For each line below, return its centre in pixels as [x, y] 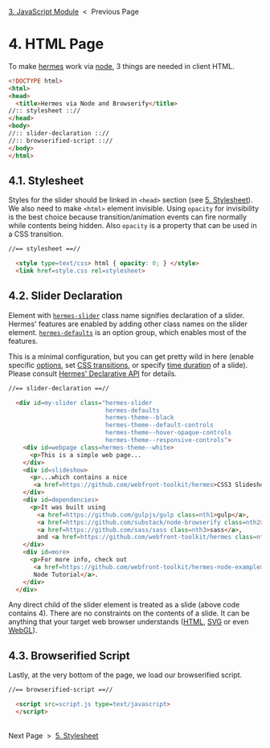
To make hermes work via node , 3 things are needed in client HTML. [121, 66]
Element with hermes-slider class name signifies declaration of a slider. [127, 315]
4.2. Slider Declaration [65, 296]
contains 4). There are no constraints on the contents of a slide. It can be [129, 613]
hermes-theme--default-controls [160, 425]
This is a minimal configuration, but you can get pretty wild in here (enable [131, 356]
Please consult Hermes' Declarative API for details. [92, 374]
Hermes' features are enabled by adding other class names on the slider [128, 324]
